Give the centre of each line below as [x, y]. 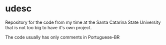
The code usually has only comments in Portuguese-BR [62, 37]
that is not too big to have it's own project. [48, 27]
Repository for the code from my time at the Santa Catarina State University [83, 22]
